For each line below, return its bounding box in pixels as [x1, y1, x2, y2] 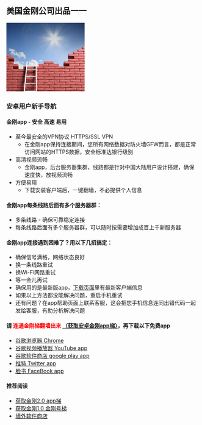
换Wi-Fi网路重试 [15, 269, 56, 276]
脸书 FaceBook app [15, 367, 64, 374]
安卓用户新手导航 [6, 102, 57, 110]
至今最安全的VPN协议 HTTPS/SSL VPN [15, 133, 114, 140]
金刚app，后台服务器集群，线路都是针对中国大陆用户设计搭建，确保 [24, 163, 195, 171]
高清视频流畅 [15, 155, 48, 163]
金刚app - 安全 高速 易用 [6, 118, 67, 126]
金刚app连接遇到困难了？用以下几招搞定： [6, 238, 113, 246]
